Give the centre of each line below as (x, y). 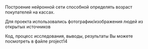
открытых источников (28, 27)
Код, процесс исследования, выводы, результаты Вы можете (69, 36)
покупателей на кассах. (30, 12)
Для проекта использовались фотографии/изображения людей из (74, 22)
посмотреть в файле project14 (36, 41)
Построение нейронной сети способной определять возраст (69, 7)
